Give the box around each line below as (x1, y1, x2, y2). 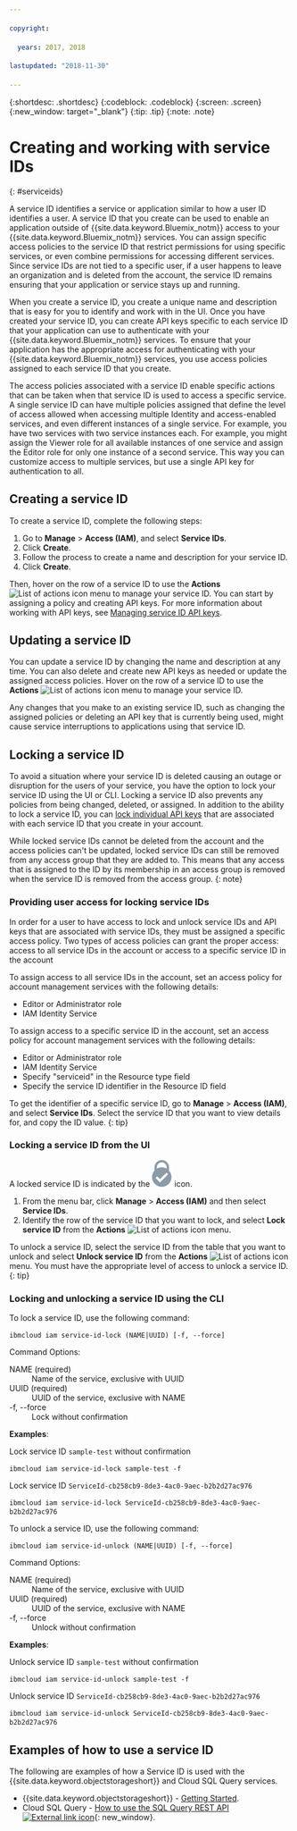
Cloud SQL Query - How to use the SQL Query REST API (21, 1802, 230, 1813)
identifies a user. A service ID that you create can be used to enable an (9, 213, 269, 223)
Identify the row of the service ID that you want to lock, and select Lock (21, 1214, 285, 1225)
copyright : (9, 23, 50, 33)
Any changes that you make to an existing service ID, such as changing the (9, 702, 285, 713)
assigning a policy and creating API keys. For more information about (9, 597, 263, 608)
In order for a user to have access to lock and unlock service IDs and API (9, 916, 277, 927)
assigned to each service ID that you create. (9, 363, 172, 374)
